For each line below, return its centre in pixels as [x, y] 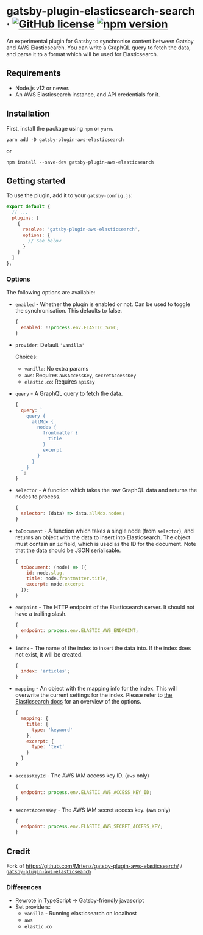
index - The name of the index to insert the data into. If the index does [103, 648]
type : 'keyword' [52, 730]
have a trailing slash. [41, 613]
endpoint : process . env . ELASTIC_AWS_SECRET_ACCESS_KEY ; [92, 827]
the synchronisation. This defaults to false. [69, 311]
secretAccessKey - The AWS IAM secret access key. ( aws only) [93, 810]
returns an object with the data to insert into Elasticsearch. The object [103, 537]
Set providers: [33, 907]
